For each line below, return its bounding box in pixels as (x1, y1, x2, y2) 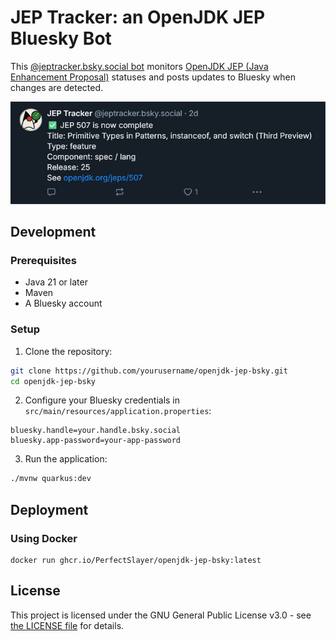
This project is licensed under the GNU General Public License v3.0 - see (10, 609, 312, 621)
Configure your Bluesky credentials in (24, 394, 181, 406)
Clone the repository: (24, 345, 113, 357)
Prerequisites (10, 254, 77, 268)
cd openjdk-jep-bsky (10, 376, 97, 386)
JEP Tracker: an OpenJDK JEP (10, 6, 266, 29)
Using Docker (10, 531, 78, 545)
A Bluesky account (24, 297, 103, 310)
